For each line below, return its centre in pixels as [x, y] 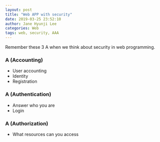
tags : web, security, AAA [32, 33]
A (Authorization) [27, 124]
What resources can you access [45, 134]
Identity [20, 76]
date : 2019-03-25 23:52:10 [33, 19]
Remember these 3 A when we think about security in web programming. [80, 47]
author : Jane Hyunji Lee [31, 24]
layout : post [19, 10]
